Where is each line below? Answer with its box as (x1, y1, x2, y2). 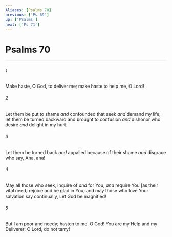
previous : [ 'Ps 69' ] (5, 12, 50, 17)
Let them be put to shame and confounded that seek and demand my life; (5, 111, 161, 117)
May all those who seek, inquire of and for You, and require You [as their (5, 182, 159, 188)
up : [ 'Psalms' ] (5, 17, 38, 22)
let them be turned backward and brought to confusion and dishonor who (5, 116, 161, 122)
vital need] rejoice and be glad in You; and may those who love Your (5, 188, 149, 193)
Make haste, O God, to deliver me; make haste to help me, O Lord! (5, 83, 144, 90)
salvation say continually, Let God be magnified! (5, 193, 106, 199)
